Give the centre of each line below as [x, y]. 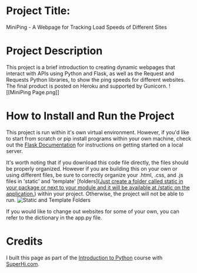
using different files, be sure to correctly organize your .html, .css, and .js [95, 175]
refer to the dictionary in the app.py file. [54, 217]
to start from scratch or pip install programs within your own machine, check [99, 138]
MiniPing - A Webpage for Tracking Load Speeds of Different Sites [87, 27]
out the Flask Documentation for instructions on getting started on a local [95, 145]
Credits [24, 241]
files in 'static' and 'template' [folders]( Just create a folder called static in [95, 181]
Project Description [54, 51]
